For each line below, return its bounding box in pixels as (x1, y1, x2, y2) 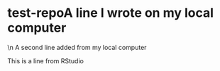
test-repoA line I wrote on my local (7, 5, 214, 21)
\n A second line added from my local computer (7, 43, 147, 51)
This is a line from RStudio (7, 56, 84, 65)
